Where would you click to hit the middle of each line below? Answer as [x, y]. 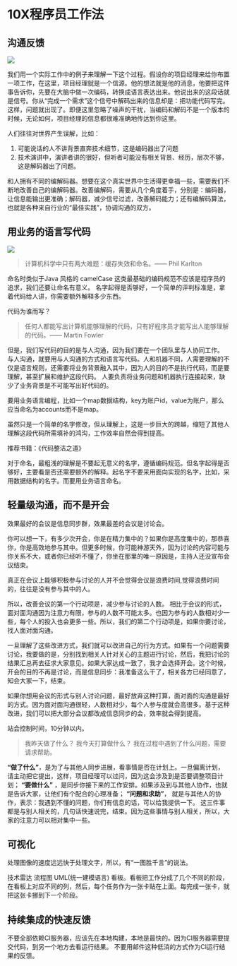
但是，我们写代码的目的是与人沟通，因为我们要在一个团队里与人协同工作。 [115, 350]
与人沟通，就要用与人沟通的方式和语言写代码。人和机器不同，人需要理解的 [115, 359]
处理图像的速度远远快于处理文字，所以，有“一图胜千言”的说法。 [100, 863]
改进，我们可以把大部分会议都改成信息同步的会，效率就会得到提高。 [106, 713]
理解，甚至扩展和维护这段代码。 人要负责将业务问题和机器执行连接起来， [113, 376]
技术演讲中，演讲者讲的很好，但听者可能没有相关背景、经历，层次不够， [122, 157]
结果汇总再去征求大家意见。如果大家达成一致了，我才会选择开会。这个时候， [119, 663]
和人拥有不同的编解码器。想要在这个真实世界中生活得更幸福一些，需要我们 [115, 181]
